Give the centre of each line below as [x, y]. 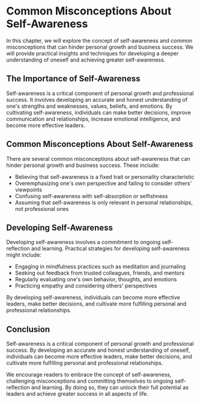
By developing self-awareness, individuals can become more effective [93, 298]
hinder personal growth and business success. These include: [83, 165]
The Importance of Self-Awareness [73, 79]
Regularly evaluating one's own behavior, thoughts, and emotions [96, 280]
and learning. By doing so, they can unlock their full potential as [110, 387]
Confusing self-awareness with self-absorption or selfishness [91, 196]
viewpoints [28, 189]
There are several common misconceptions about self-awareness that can [98, 158]
